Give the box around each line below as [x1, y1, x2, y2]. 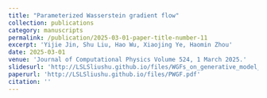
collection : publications [8, 19, 94, 27]
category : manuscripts [8, 26, 83, 34]
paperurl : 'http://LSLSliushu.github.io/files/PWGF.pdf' [8, 70, 201, 78]
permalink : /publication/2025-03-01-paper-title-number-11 [8, 33, 208, 42]
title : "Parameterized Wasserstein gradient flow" [8, 11, 180, 20]
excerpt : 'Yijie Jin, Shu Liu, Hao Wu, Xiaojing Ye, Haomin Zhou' [8, 41, 233, 49]
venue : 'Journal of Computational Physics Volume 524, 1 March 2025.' [8, 56, 247, 64]
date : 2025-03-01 [8, 48, 66, 56]
